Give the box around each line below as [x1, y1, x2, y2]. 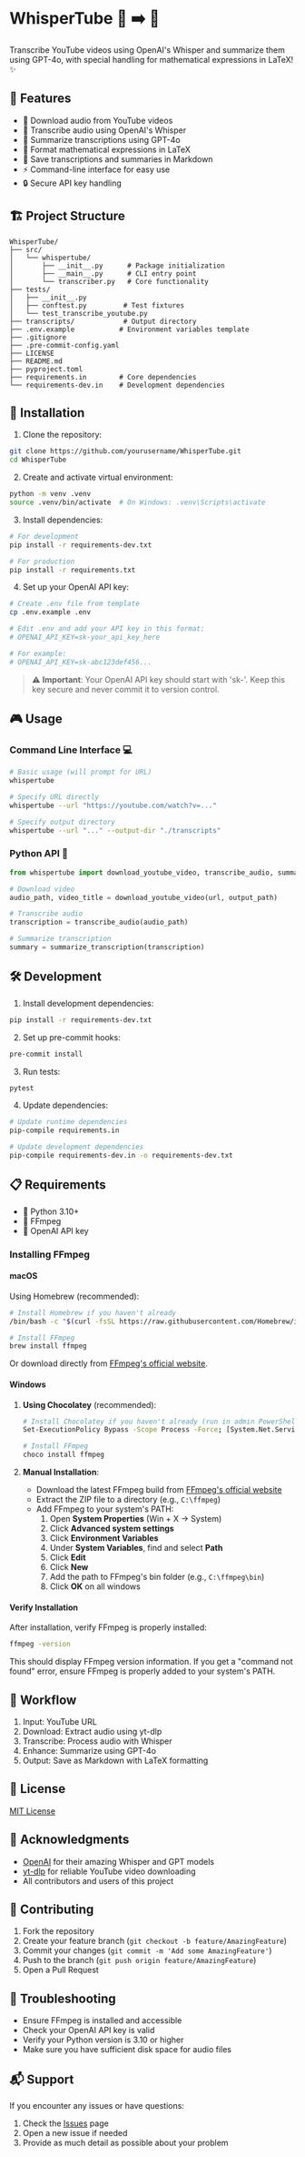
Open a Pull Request [22, 1964, 100, 1976]
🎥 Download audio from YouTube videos [22, 115, 173, 126]
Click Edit [49, 1552, 86, 1563]
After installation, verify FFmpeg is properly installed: [9, 1622, 207, 1633]
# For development [9, 532, 79, 541]
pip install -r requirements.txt [9, 565, 136, 574]
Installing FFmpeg [9, 1248, 91, 1261]
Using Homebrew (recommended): [9, 1291, 140, 1301]
